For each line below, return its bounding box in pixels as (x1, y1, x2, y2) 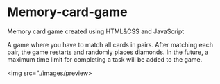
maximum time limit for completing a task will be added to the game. (7, 55, 203, 63)
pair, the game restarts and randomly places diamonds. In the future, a (7, 48, 209, 56)
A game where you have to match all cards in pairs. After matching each (7, 40, 214, 49)
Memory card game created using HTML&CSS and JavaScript (7, 27, 185, 35)
